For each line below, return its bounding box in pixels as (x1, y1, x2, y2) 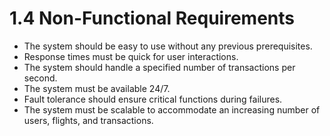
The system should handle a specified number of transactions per (23, 61, 296, 73)
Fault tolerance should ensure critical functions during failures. (23, 93, 283, 105)
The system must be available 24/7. (23, 82, 171, 94)
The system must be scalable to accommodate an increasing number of (23, 103, 321, 116)
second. (23, 72, 58, 84)
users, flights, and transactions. (23, 114, 154, 126)
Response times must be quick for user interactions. (23, 50, 239, 62)
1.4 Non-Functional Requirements (9, 7, 295, 30)
